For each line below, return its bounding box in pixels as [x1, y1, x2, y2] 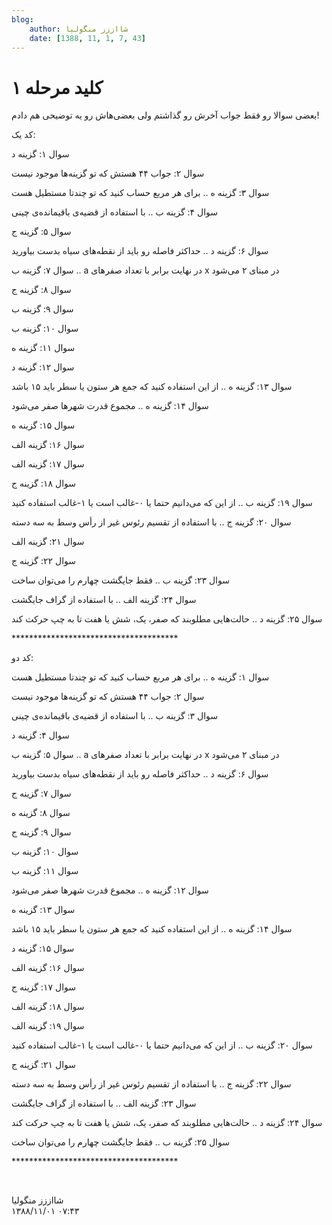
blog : [11, 14, 34, 25]
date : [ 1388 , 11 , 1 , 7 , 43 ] [29, 33, 146, 43]
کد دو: [11, 652, 34, 664]
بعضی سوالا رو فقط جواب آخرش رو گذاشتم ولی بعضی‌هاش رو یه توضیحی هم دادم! [11, 109, 320, 121]
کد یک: [11, 129, 36, 141]
